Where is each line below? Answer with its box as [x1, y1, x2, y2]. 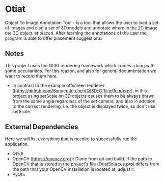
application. [5, 141, 29, 147]
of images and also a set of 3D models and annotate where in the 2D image [5, 25, 158, 30]
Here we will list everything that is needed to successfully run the [5, 136, 137, 142]
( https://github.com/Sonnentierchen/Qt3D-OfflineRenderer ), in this [12, 87, 147, 94]
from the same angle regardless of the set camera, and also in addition [12, 98, 156, 104]
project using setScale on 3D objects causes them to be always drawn [12, 93, 155, 99]
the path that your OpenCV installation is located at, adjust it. [12, 166, 136, 172]
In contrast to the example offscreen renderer [12, 82, 105, 88]
